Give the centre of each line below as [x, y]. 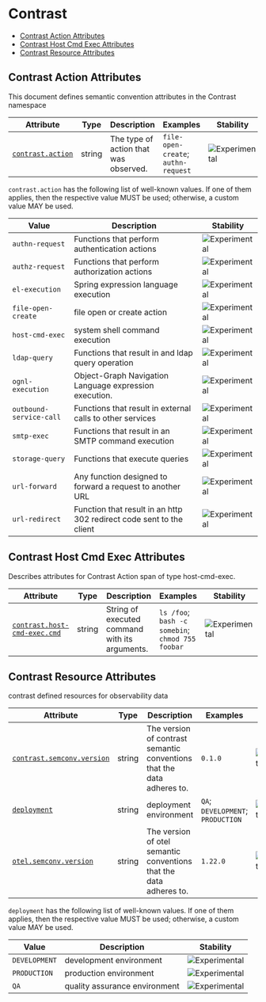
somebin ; [174, 630]
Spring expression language [126, 284]
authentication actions [115, 249]
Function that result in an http [128, 509]
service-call [37, 417]
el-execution [37, 289]
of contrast [167, 739]
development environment [113, 961]
